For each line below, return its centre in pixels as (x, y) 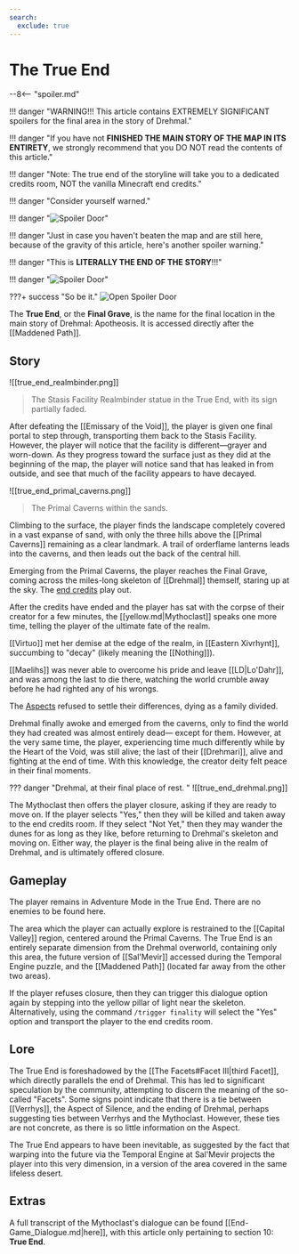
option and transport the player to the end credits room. (111, 1022)
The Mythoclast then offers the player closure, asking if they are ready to (143, 805)
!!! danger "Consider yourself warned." (80, 201)
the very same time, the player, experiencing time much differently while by (147, 742)
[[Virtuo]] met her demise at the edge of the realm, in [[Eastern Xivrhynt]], (145, 643)
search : (24, 17)
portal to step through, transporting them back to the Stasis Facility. (133, 436)
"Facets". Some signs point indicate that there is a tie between (147, 1099)
